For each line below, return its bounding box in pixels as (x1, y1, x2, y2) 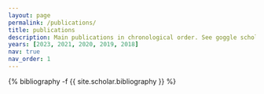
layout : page (8, 11, 51, 20)
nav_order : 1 (8, 56, 51, 63)
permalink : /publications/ (8, 19, 97, 27)
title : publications (8, 26, 76, 34)
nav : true (8, 48, 41, 56)
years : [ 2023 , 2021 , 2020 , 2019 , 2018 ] (8, 41, 139, 49)
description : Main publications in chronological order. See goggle (8, 33, 237, 42)
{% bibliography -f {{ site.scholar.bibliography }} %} (8, 76, 177, 86)
